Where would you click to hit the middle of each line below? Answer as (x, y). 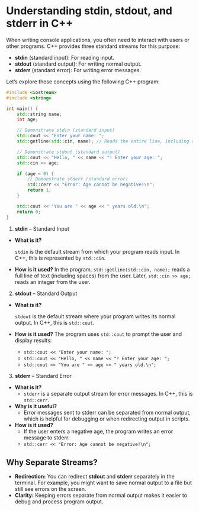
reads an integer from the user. (52, 282)
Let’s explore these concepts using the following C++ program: (83, 82)
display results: (33, 340)
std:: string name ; (39, 114)
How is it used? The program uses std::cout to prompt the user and (98, 334)
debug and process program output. (59, 502)
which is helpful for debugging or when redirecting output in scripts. (107, 419)
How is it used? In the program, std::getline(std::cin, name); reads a (102, 269)
